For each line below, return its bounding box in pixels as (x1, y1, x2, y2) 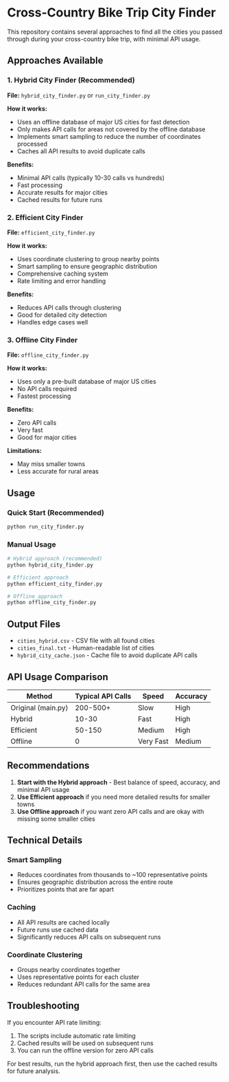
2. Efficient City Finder (7, 212, 84, 222)
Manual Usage (7, 540, 56, 549)
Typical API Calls (75, 691, 132, 700)
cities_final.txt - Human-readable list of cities (16, 644, 154, 652)
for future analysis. (7, 1067, 60, 1075)
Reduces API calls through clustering (16, 303, 122, 311)
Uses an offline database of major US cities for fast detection (16, 118, 190, 126)
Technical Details (7, 835, 83, 846)
